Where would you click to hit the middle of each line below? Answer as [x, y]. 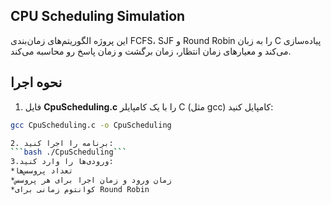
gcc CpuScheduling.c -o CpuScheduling [91, 125]
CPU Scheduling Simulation [98, 16]
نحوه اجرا [36, 82]
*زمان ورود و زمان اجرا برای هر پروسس [91, 180]
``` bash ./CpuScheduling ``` [69, 152]
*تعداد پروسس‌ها [42, 171]
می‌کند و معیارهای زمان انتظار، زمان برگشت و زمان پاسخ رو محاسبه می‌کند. [151, 51]
